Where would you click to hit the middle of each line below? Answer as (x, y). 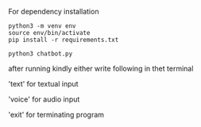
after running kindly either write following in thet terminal (101, 68)
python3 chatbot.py (41, 54)
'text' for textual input (43, 84)
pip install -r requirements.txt (64, 40)
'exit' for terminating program (56, 115)
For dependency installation (54, 12)
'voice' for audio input (44, 99)
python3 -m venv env (43, 26)
